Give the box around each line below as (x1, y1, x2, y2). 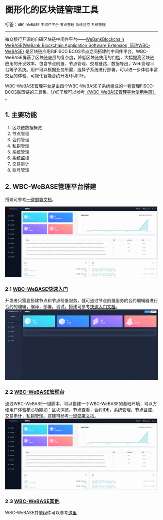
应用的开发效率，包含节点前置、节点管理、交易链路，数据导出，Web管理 (5, 60, 150, 66)
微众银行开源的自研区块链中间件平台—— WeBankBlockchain (5, 36, 125, 42)
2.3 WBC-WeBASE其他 (5, 498, 60, 504)
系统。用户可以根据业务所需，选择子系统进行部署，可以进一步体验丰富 (17, 67, 158, 72)
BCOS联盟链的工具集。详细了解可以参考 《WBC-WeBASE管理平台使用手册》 (5, 89, 157, 95)
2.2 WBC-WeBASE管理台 (5, 389, 65, 396)
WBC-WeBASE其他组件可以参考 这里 (5, 510, 77, 516)
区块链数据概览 (12, 124, 42, 130)
